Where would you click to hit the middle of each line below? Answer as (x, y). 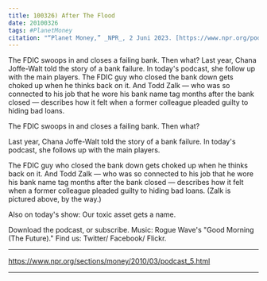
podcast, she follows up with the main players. (84, 150)
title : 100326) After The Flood (62, 15)
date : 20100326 (33, 23)
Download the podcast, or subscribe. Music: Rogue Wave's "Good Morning (131, 230)
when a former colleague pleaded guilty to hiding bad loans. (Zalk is (120, 191)
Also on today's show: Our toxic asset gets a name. (92, 214)
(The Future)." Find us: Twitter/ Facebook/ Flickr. (87, 238)
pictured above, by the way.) (55, 199)
